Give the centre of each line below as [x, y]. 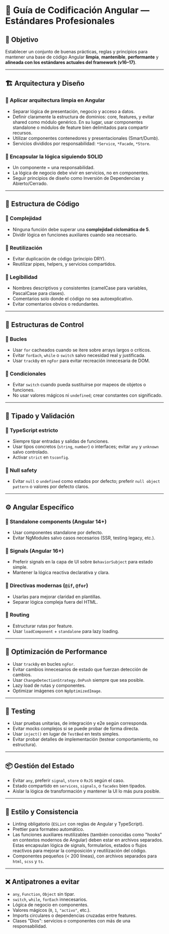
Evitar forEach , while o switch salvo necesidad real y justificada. [79, 355]
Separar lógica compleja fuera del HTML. [55, 602]
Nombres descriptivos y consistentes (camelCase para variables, [80, 288]
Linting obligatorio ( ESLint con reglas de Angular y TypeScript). [78, 824]
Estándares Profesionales [60, 21]
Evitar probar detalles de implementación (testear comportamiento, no [85, 739]
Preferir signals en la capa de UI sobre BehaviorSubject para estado [83, 562]
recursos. [22, 132]
